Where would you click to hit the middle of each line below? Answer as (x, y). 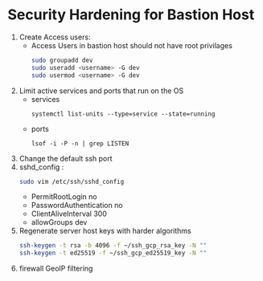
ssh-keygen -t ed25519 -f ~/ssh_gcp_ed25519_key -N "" (113, 253)
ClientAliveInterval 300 (69, 214)
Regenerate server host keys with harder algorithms (105, 231)
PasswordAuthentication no (77, 206)
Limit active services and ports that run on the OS (101, 91)
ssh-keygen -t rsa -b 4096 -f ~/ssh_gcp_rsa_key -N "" (113, 246)
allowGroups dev (59, 222)
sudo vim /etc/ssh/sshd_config (72, 181)
